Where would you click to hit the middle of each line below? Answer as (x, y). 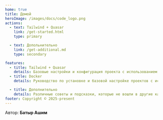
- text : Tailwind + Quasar (37, 28)
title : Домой (18, 14)
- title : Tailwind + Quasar (38, 67)
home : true (16, 9)
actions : (14, 23)
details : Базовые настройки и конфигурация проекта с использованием (86, 72)
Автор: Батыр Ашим (26, 112)
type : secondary (30, 54)
